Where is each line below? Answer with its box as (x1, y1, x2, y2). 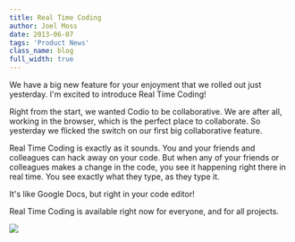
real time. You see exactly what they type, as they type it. (9, 171, 221, 182)
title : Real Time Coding (9, 13, 102, 22)
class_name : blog (9, 47, 74, 56)
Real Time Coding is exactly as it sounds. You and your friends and (9, 143, 256, 153)
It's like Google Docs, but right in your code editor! (9, 189, 195, 199)
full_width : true (9, 55, 74, 64)
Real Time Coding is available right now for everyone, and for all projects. (9, 206, 280, 216)
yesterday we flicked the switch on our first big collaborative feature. (9, 125, 263, 135)
